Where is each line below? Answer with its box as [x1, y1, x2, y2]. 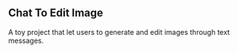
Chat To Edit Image [8, 6, 104, 20]
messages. [8, 36, 44, 45]
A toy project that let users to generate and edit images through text [8, 27, 230, 36]
